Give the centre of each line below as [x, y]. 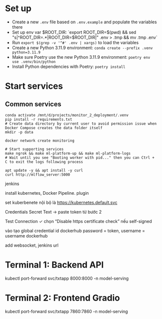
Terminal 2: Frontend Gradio [62, 298]
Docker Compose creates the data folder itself [54, 128]
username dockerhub [26, 235]
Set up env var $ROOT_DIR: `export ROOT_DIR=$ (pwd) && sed [74, 32]
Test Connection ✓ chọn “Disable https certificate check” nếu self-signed [79, 221]
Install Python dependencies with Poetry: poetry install [69, 67]
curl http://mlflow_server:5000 [37, 175]
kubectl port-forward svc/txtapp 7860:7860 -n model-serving [66, 311]
